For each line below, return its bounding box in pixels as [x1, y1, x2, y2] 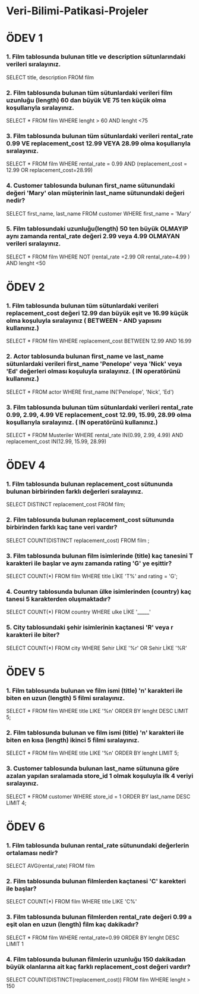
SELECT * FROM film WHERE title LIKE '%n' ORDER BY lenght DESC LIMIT [6, 708, 189, 715]
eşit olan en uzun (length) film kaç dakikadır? [6, 920, 139, 928]
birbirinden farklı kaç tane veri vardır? [6, 523, 118, 531]
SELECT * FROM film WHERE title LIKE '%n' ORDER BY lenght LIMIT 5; [6, 749, 179, 757]
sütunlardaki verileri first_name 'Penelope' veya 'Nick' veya [6, 360, 182, 368]
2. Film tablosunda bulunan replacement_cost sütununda [6, 516, 174, 524]
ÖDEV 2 [6, 281, 45, 294]
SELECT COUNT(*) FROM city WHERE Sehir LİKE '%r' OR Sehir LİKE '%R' [6, 644, 187, 652]
